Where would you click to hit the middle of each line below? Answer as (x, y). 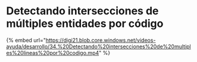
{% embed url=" (26, 40)
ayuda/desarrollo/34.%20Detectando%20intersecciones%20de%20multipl (99, 46)
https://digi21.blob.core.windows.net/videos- (101, 40)
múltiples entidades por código (85, 24)
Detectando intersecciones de (82, 11)
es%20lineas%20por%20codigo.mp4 (53, 52)
